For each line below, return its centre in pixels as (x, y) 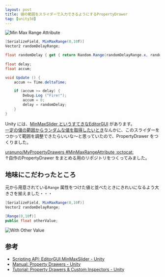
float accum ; (18, 69)
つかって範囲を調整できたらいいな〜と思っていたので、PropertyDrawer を (80, 136)
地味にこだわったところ (41, 175)
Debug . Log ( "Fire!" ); (45, 96)
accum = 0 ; (34, 100)
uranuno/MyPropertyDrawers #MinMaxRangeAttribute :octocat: (69, 152)
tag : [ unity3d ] (21, 19)
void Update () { (23, 77)
